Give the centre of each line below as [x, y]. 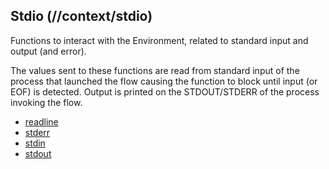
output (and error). [48, 51]
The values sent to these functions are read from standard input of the [155, 70]
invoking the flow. [46, 102]
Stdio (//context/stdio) [81, 16]
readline [41, 121]
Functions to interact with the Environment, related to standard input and [159, 40]
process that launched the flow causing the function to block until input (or [164, 81]
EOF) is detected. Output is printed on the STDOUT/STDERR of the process [165, 91]
